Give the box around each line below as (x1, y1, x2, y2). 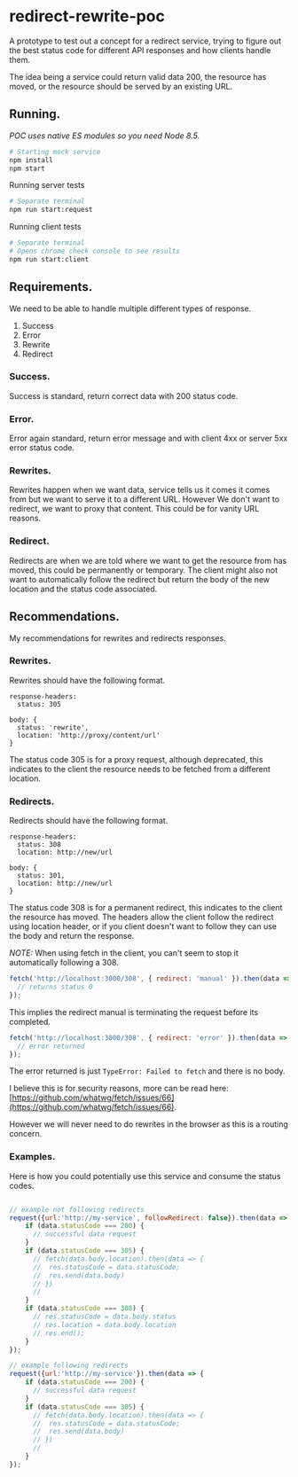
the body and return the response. (9, 931, 135, 942)
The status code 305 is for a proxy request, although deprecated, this (9, 754, 263, 764)
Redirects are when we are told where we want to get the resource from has (9, 555, 287, 566)
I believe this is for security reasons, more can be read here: (9, 1083, 229, 1094)
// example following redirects (9, 1361, 129, 1371)
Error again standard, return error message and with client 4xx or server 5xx (9, 433, 288, 444)
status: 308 (17, 840, 62, 849)
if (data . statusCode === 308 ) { (25, 1304, 145, 1313)
